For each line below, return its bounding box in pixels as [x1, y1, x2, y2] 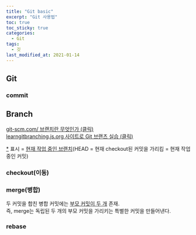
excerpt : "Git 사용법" [6, 14, 58, 20]
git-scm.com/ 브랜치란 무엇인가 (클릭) [6, 125, 94, 132]
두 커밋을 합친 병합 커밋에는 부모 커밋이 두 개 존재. [6, 200, 120, 207]
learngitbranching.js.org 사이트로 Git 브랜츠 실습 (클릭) [6, 133, 133, 140]
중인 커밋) [6, 153, 29, 160]
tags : [6, 42, 19, 47]
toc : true [6, 19, 30, 25]
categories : [6, 30, 35, 36]
